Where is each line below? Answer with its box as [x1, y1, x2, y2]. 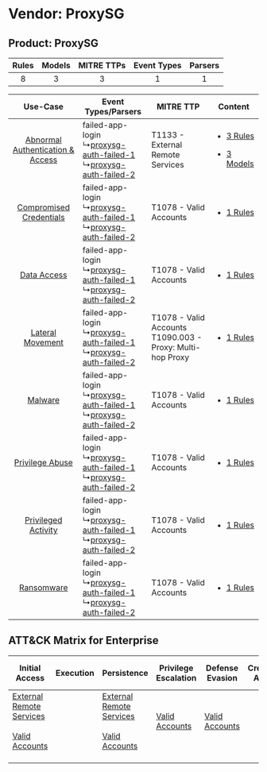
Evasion [206, 672, 238, 683]
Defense [205, 662, 238, 674]
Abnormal [25, 134, 62, 145]
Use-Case [23, 101, 64, 112]
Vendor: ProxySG [8, 5, 125, 23]
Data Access [19, 269, 68, 280]
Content [218, 101, 250, 112]
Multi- [176, 342, 201, 353]
